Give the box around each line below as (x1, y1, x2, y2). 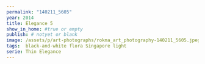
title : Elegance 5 (6, 20, 53, 26)
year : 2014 (6, 15, 34, 21)
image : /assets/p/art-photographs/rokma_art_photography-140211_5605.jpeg (6, 37, 201, 43)
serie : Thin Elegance (6, 49, 62, 55)
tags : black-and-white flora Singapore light (6, 43, 127, 49)
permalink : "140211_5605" (6, 9, 72, 15)
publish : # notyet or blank (6, 32, 78, 38)
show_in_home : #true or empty (6, 26, 84, 32)
